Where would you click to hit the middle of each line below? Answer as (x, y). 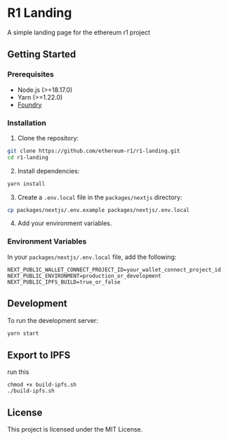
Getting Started (42, 54)
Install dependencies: (48, 171)
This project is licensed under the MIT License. (75, 429)
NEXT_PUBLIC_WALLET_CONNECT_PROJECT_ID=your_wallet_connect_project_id (114, 269)
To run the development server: (53, 320)
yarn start (23, 333)
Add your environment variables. (65, 223)
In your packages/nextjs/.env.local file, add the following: (92, 257)
